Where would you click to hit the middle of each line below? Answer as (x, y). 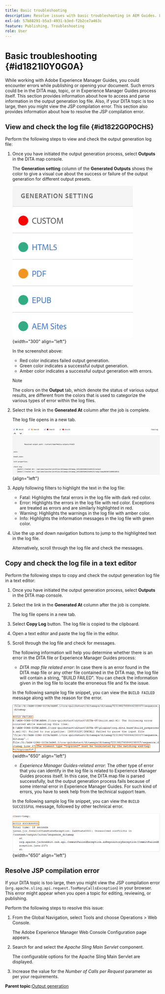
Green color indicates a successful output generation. (74, 366)
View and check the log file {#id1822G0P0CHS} (79, 127)
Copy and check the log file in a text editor (71, 563)
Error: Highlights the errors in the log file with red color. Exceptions (87, 503)
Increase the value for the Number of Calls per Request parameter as (82, 971)
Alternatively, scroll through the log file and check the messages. (78, 548)
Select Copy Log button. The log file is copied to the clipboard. (76, 624)
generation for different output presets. (52, 179)
